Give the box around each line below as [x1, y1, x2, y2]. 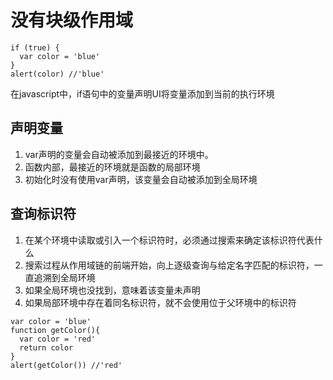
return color [19, 342, 74, 353]
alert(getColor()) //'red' [10, 360, 123, 370]
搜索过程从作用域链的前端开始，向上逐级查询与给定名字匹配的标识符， [24, 259, 315, 271]
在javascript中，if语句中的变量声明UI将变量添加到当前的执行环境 [10, 87, 275, 100]
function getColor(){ [10, 325, 101, 335]
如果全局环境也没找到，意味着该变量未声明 [24, 284, 201, 296]
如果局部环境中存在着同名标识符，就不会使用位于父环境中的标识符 [24, 296, 297, 308]
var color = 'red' [19, 334, 97, 344]
